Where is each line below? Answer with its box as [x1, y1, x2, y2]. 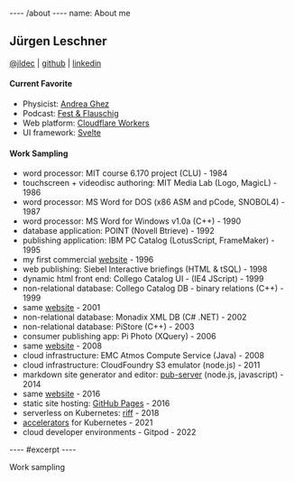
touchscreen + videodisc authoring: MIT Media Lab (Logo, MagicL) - [22, 178, 278, 189]
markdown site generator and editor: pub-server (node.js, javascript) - [22, 369, 284, 380]
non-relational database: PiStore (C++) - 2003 [22, 321, 195, 332]
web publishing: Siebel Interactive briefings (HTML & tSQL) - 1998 [22, 264, 268, 274]
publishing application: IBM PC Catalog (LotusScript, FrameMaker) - [22, 235, 275, 246]
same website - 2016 [22, 388, 101, 400]
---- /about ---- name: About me [9, 8, 131, 18]
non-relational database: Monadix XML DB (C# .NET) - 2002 [22, 311, 247, 323]
